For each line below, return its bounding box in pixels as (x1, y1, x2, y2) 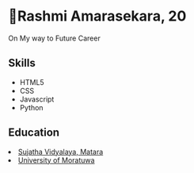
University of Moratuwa (18, 155, 95, 165)
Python (19, 102, 44, 112)
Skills (8, 56, 36, 70)
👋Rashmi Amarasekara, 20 (8, 7, 187, 25)
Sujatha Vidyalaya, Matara (18, 147, 104, 156)
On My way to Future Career (8, 33, 101, 43)
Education (8, 126, 60, 140)
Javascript (19, 94, 55, 104)
